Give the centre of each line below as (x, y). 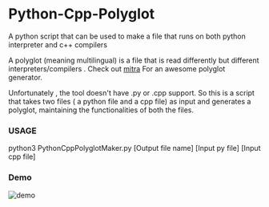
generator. (25, 77)
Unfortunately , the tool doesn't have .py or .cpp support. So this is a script (131, 92)
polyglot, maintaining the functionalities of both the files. (101, 110)
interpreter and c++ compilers (58, 44)
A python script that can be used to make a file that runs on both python (127, 36)
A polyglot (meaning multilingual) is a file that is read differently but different (134, 60)
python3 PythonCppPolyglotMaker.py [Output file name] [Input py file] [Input (134, 148)
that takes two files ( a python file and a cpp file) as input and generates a (130, 101)
